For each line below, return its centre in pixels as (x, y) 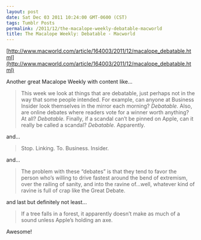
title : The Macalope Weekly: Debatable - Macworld (71, 34)
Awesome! (19, 232)
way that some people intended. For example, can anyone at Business (107, 100)
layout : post (22, 12)
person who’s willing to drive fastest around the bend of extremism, (104, 178)
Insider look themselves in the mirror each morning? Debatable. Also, (106, 106)
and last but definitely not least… (46, 202)
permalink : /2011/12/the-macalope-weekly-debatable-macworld (84, 28)
